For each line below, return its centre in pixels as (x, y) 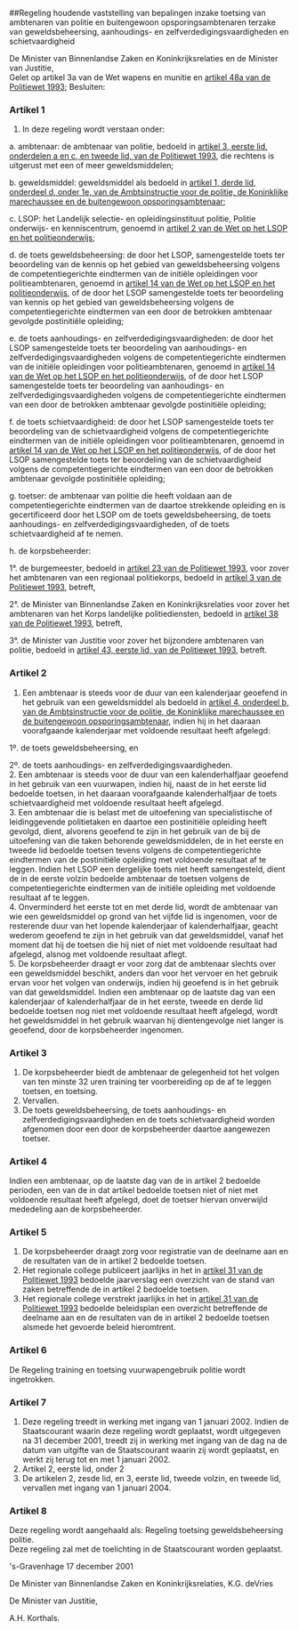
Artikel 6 (28, 1350)
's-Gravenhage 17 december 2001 (71, 1567)
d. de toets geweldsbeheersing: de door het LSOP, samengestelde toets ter (147, 255)
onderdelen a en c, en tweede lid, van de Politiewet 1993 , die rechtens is (141, 156)
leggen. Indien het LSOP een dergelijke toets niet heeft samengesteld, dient (148, 869)
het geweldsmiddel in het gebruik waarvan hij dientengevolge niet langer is (146, 1020)
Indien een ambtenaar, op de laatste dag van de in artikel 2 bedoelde (135, 1181)
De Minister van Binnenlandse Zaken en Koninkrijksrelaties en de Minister (144, 58)
